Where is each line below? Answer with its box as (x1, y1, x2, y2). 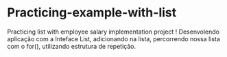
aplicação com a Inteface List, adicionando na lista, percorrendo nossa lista (7, 34, 221, 43)
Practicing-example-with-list (7, 5, 177, 21)
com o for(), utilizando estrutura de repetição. (7, 42, 136, 50)
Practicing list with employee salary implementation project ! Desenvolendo (7, 27, 219, 36)
